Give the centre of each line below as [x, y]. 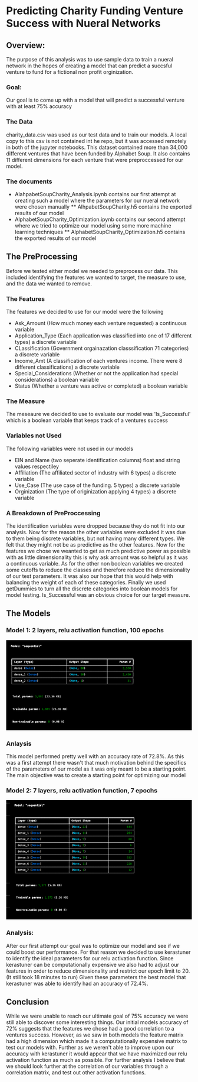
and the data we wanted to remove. [49, 283]
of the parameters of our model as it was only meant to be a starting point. [96, 769]
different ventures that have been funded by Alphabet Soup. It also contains [98, 153]
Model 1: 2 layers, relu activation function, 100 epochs [85, 631]
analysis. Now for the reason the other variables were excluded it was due [96, 532]
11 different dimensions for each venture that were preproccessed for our [95, 160]
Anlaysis [19, 743]
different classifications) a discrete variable [67, 367]
